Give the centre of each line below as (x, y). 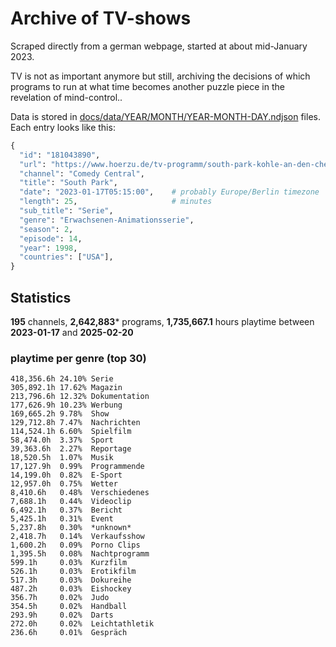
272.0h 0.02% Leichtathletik (82, 624)
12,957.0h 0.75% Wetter (64, 484)
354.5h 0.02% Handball (69, 607)
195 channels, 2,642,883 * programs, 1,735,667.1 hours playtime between (162, 321)
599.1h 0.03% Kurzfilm (69, 563)
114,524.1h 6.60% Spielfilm (71, 432)
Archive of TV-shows (101, 18)
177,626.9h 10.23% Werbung (66, 405)
